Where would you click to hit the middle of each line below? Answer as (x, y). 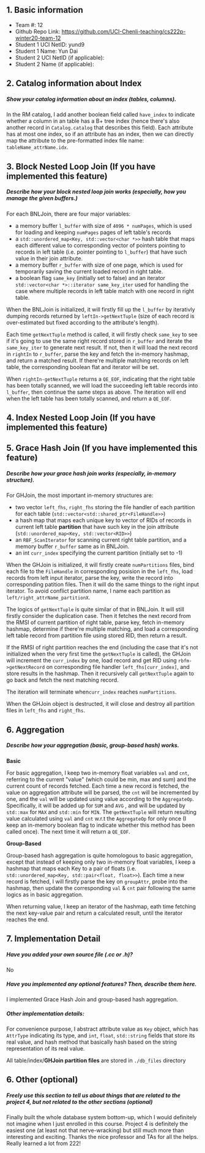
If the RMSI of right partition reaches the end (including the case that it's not (102, 647)
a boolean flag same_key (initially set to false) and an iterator (90, 278)
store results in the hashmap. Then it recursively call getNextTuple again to (100, 674)
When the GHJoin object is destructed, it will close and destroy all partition (100, 704)
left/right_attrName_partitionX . (48, 598)
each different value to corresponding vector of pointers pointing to (100, 245)
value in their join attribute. (49, 258)
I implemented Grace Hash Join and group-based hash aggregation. (92, 999)
